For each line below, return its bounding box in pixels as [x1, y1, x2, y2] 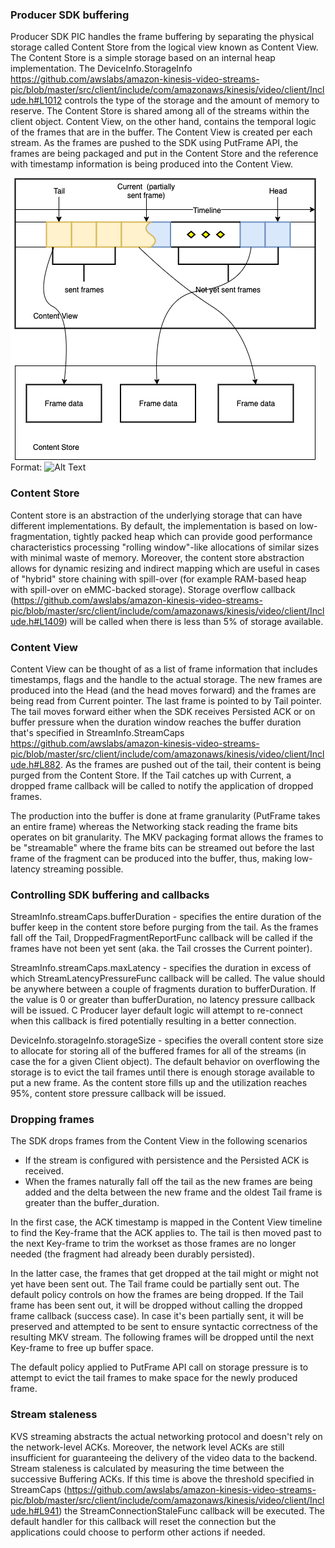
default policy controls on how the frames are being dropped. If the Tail [10, 1289, 304, 1301]
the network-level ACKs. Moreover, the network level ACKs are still [10, 1441, 285, 1453]
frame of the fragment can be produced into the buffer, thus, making [10, 852, 293, 864]
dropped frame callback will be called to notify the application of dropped [10, 779, 314, 792]
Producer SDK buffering [10, 8, 130, 22]
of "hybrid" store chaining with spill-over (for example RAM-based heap [10, 573, 307, 585]
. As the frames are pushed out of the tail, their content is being [59, 758, 322, 770]
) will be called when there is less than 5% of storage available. [63, 615, 324, 627]
